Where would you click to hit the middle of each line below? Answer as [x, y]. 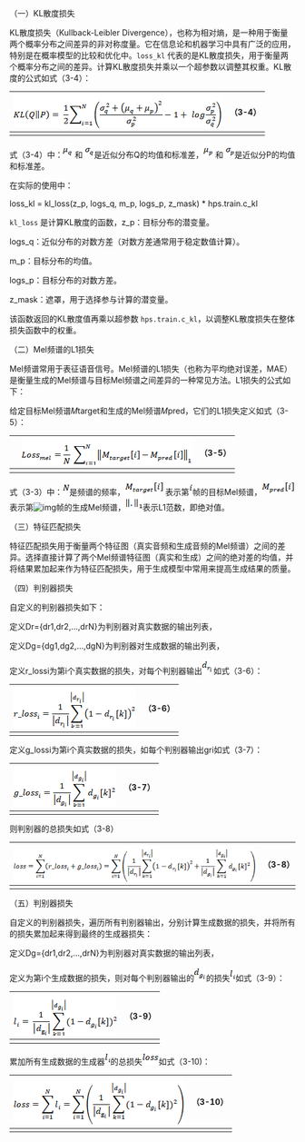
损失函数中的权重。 [45, 331]
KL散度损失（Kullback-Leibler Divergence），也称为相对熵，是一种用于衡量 [149, 33]
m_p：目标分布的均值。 [53, 261]
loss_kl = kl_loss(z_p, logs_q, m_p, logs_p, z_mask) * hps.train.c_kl [134, 204]
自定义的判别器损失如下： [57, 607]
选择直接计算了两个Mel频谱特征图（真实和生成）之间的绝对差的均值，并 [159, 557]
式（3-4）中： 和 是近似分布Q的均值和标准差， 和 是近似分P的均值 [152, 155]
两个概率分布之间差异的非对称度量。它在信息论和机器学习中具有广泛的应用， [152, 44]
